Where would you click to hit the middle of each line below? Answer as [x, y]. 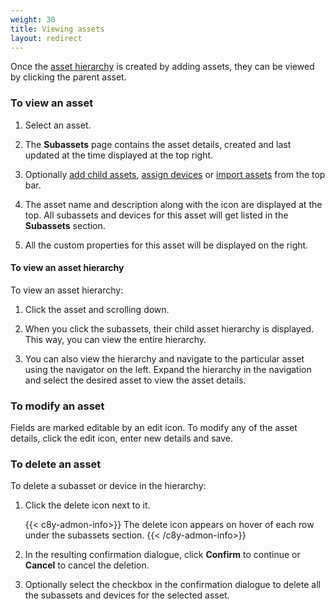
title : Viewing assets [57, 29]
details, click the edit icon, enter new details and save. [122, 438]
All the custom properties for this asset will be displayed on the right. [166, 245]
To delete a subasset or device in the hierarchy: [108, 486]
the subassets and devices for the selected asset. [127, 595]
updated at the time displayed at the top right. [119, 155]
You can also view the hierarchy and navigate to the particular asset [164, 358]
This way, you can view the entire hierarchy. [115, 339]
